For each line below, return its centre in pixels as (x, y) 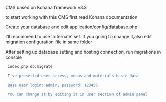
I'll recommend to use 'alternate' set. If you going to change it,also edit (79, 37)
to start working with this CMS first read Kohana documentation (71, 17)
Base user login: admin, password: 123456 (53, 85)
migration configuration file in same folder (49, 42)
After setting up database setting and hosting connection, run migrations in (83, 52)
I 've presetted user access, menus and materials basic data (73, 76)
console (14, 57)
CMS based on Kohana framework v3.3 (46, 7)
